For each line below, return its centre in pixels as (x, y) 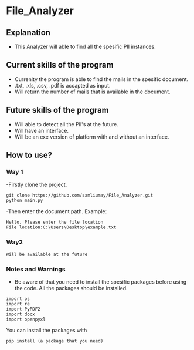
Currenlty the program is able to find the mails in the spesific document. (101, 79)
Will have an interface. (42, 130)
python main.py (25, 201)
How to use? (29, 155)
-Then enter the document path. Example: (57, 211)
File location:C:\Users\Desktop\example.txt (61, 227)
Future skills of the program (58, 110)
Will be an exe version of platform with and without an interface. (92, 137)
